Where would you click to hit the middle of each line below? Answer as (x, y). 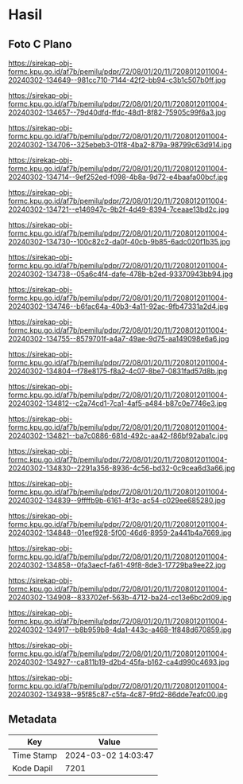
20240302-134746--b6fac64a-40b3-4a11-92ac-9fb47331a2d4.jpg (118, 306)
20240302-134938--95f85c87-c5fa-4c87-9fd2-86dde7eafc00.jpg (118, 694)
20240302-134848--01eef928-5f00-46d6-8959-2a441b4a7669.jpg (120, 532)
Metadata (33, 719)
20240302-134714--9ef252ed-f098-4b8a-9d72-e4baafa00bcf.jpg (118, 177)
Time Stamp (35, 755)
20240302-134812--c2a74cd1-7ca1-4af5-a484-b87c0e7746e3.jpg (118, 403)
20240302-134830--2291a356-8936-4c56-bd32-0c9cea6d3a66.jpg (122, 468)
